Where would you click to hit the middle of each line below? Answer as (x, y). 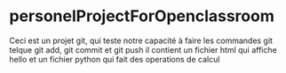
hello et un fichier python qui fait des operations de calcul (115, 59)
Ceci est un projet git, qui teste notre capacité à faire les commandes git (141, 40)
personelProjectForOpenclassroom (142, 16)
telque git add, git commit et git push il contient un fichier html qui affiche (143, 49)
